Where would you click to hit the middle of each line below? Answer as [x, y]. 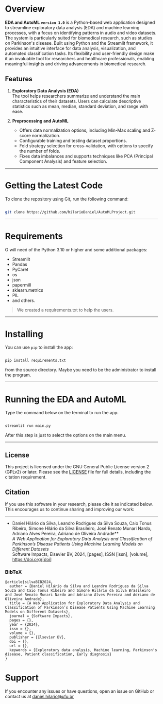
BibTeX [14, 572]
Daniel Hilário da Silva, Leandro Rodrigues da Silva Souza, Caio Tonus [82, 523]
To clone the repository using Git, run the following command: [67, 199]
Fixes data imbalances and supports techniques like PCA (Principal [86, 156]
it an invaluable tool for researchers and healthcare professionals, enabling [80, 58]
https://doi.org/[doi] [32, 559]
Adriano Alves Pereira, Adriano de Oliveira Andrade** [65, 533]
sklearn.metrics [28, 290]
